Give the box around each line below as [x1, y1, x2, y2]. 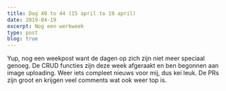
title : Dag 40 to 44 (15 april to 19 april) [7, 10, 136, 17]
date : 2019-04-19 [7, 16, 57, 23]
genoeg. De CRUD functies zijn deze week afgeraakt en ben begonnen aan [7, 62, 219, 70]
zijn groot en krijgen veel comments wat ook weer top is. [7, 76, 167, 84]
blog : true [7, 36, 38, 42]
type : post [7, 29, 38, 36]
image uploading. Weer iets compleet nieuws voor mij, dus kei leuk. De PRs [7, 69, 219, 77]
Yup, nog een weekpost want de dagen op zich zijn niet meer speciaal [7, 54, 205, 62]
